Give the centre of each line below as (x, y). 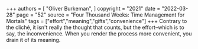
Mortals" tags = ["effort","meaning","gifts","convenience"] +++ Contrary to (97, 21)
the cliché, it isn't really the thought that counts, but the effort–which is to (95, 27)
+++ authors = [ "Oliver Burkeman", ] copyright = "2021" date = (83, 9)
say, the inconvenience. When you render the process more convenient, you (99, 34)
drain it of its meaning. (33, 40)
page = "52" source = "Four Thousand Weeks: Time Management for (100, 15)
